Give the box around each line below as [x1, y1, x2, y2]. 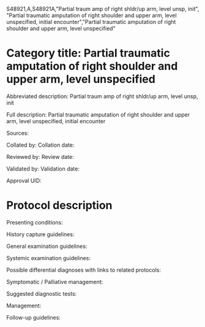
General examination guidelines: [6, 242, 88, 250]
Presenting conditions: [6, 218, 63, 226]
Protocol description [6, 199, 113, 212]
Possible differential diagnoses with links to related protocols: [6, 266, 161, 274]
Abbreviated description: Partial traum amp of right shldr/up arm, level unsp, [6, 92, 198, 100]
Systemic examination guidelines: [6, 254, 91, 261]
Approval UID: [6, 177, 42, 184]
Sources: [6, 129, 29, 137]
